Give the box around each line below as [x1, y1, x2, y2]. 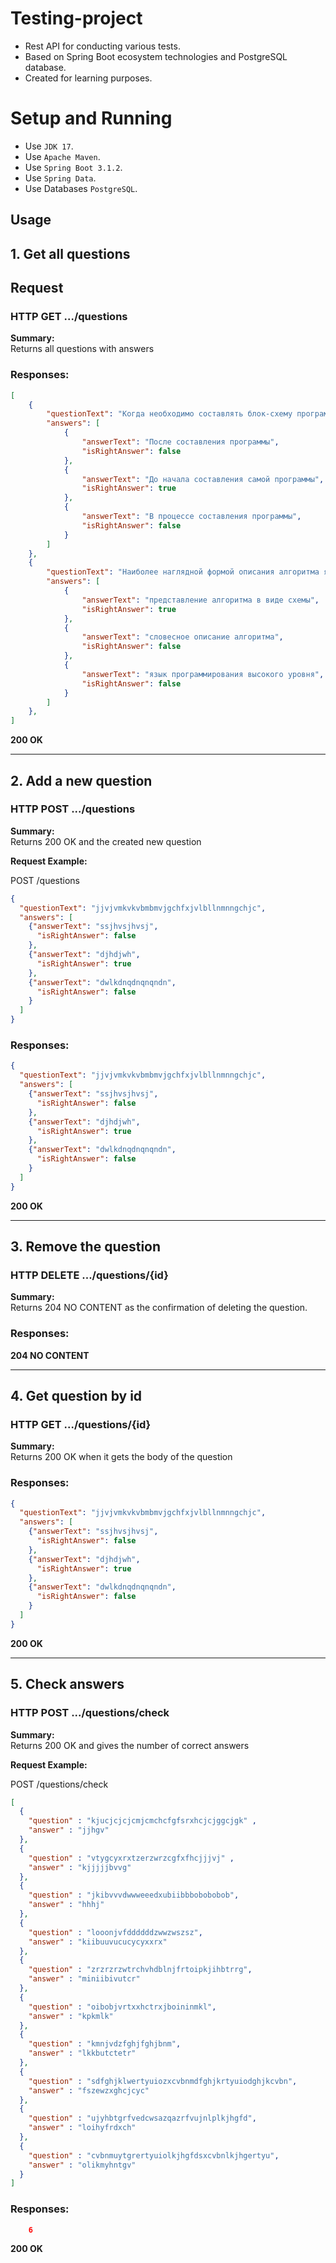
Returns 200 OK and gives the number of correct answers [10, 1739, 250, 1751]
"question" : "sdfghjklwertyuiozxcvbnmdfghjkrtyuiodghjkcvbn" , [28, 2076, 298, 2086]
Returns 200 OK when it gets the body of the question [10, 1451, 233, 1463]
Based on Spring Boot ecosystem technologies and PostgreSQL [24, 50, 288, 62]
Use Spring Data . [24, 172, 97, 184]
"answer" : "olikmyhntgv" [28, 2160, 137, 2170]
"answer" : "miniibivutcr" [28, 1974, 141, 1984]
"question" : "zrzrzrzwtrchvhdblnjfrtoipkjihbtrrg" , [28, 1965, 253, 1975]
